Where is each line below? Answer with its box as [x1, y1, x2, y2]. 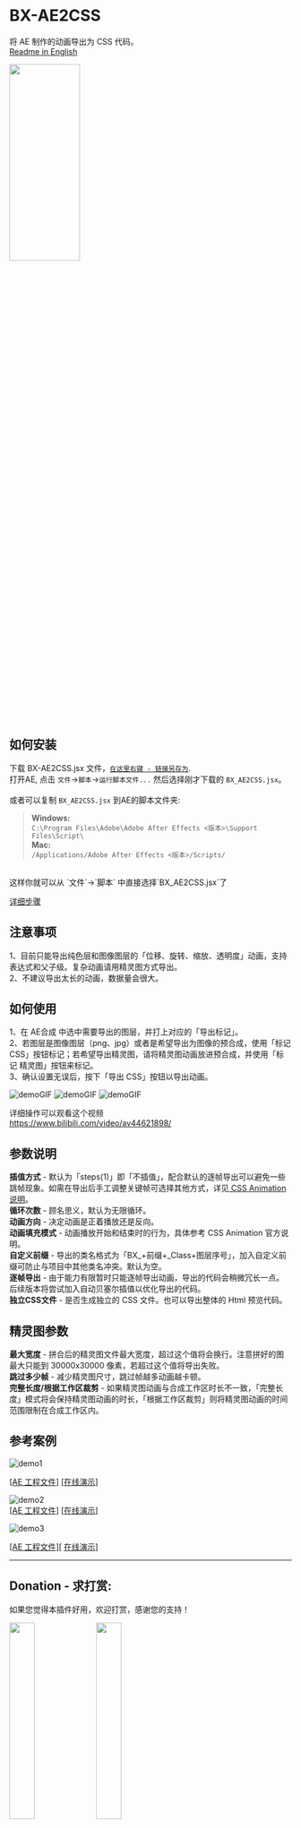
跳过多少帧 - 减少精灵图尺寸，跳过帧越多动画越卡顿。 [9, 1371, 206, 1382]
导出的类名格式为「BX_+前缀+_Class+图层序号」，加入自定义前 [56, 1250, 287, 1261]
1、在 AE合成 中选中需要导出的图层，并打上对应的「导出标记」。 [9, 1026, 244, 1037]
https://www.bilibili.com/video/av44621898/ [9, 1118, 172, 1129]
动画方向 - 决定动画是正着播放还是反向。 [9, 1216, 159, 1227]
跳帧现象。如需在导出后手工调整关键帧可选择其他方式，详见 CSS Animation [9, 1183, 287, 1194]
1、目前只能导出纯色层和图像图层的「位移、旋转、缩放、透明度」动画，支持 [9, 950, 288, 961]
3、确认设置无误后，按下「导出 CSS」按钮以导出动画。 [9, 1071, 213, 1082]
